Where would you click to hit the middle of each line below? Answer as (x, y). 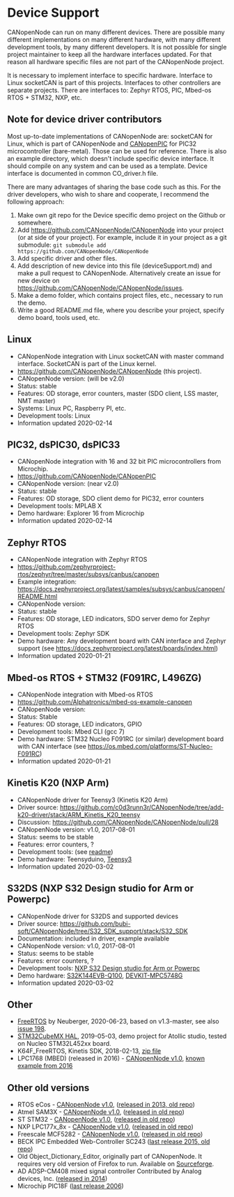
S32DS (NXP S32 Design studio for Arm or (100, 889)
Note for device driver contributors (85, 120)
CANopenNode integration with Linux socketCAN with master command (120, 356)
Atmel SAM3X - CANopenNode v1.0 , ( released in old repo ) (101, 1112)
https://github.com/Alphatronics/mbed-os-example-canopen (105, 702)
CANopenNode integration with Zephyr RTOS (82, 560)
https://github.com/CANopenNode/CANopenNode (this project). (109, 371)
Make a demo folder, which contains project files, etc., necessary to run (120, 295)
